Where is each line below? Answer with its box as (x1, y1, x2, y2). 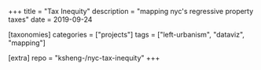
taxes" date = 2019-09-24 (8, 15, 93, 24)
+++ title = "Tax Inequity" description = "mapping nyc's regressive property (8, 7, 254, 16)
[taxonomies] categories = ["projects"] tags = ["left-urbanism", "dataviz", (8, 30, 245, 39)
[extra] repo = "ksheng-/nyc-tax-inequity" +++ (8, 54, 160, 62)
